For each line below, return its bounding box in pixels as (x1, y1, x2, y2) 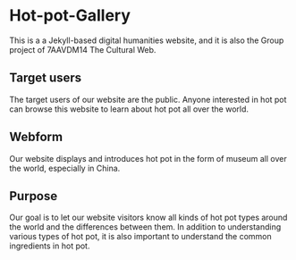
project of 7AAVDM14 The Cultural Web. (9, 44, 156, 55)
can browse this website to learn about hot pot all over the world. (9, 104, 249, 114)
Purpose (9, 189, 58, 204)
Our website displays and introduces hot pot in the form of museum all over (9, 153, 288, 164)
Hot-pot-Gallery (9, 5, 131, 26)
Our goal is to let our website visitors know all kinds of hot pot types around (9, 212, 288, 223)
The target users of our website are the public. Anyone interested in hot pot (9, 94, 287, 105)
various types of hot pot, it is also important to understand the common (9, 231, 273, 242)
